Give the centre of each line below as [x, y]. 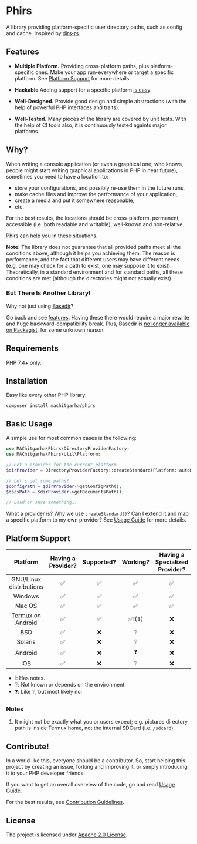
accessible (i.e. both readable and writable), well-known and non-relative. [95, 224]
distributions [26, 587]
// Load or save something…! [42, 502]
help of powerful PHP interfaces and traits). [67, 107]
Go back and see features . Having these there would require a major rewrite [98, 317]
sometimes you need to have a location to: [57, 176]
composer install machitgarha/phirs [51, 406]
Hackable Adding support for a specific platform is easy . [83, 90]
